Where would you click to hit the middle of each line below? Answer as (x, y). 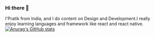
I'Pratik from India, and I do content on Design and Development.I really (78, 19)
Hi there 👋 (17, 8)
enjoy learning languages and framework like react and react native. (74, 24)
